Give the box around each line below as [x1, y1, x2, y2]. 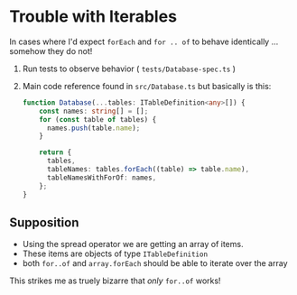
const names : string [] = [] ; [39, 106, 149, 115]
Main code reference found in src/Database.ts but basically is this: [22, 80, 272, 91]
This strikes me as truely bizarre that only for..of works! [9, 275, 221, 286]
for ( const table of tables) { [39, 115, 157, 124]
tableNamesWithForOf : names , [46, 173, 157, 182]
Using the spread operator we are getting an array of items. [22, 239, 244, 250]
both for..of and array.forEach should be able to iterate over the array [22, 258, 288, 269]
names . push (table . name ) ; [46, 124, 141, 133]
